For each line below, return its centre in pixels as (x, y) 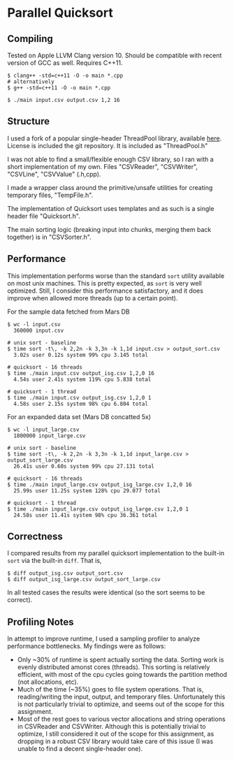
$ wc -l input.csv (34, 324)
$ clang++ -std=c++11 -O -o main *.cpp (65, 75)
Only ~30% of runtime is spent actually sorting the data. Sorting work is (120, 660)
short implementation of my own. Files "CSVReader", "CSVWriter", (102, 166)
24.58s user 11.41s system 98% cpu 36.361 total (86, 515)
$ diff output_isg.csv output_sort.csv (65, 573)
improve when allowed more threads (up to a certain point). (93, 298)
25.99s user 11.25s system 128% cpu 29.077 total (87, 490)
